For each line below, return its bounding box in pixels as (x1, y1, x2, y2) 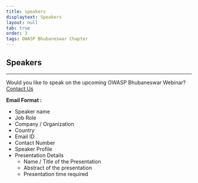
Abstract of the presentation (23, 164, 93, 171)
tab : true (6, 25, 31, 31)
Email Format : (6, 97, 42, 104)
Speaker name (14, 108, 50, 115)
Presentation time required (23, 170, 88, 177)
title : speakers (6, 8, 46, 15)
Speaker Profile (14, 145, 52, 152)
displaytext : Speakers (6, 14, 62, 20)
